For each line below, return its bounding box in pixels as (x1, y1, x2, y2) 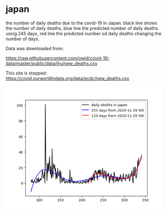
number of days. (5, 36, 39, 42)
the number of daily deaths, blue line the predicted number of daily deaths (5, 25, 159, 31)
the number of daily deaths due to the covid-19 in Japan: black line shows (5, 20, 158, 26)
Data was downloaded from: (5, 45, 64, 51)
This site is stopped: (5, 70, 47, 76)
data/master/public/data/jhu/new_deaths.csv (5, 60, 98, 66)
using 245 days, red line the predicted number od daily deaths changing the (5, 30, 162, 36)
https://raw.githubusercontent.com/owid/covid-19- (5, 55, 110, 61)
